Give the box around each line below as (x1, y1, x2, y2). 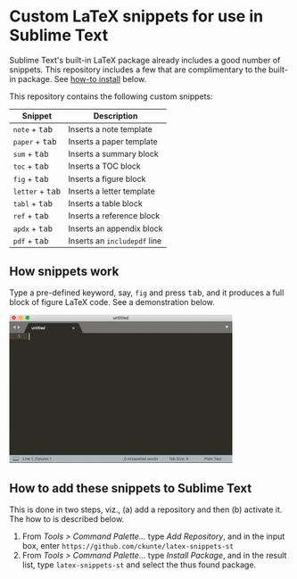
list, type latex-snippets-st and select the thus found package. (21, 559, 257, 570)
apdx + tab (12, 223, 54, 234)
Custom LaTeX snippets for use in (9, 6, 264, 27)
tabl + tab (12, 198, 54, 209)
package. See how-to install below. (17, 73, 147, 84)
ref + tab (12, 211, 49, 221)
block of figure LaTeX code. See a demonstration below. (9, 297, 216, 308)
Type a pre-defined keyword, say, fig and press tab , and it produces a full (9, 287, 285, 298)
